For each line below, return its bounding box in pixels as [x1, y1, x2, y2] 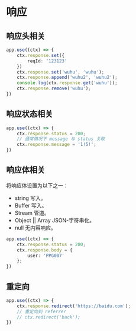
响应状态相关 [6, 109, 53, 119]
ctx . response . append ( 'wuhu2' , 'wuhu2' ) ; [17, 75, 118, 81]
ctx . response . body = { [17, 247, 73, 253]
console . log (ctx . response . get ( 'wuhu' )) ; [17, 80, 118, 86]
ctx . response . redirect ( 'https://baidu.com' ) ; [17, 303, 131, 309]
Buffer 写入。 [14, 202, 47, 209]
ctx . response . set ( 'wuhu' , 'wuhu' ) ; [17, 69, 105, 75]
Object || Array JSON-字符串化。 [14, 217, 95, 224]
